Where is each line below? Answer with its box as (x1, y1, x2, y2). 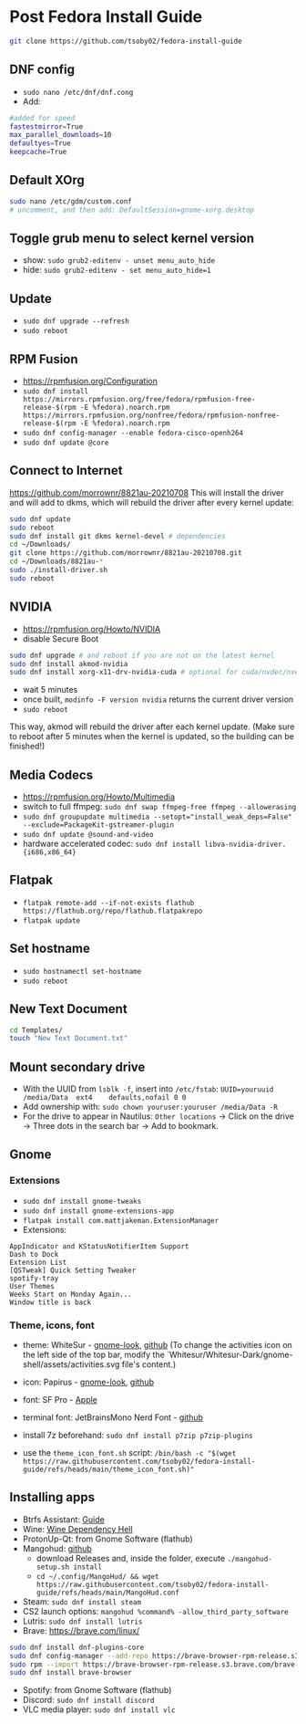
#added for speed (9, 113, 76, 122)
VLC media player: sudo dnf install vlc (22, 1704, 176, 1715)
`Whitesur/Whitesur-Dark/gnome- (167, 1349, 293, 1361)
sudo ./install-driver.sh (9, 566, 107, 575)
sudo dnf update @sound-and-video (22, 831, 154, 840)
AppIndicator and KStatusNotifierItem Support (9, 1241, 189, 1251)
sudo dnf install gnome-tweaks (22, 1196, 142, 1206)
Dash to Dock (9, 1249, 59, 1259)
